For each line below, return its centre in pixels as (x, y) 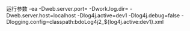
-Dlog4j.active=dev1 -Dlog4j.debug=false (129, 15)
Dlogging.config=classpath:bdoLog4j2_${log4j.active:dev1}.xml (85, 22)
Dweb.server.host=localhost (41, 15)
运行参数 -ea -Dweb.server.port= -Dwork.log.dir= (67, 9)
